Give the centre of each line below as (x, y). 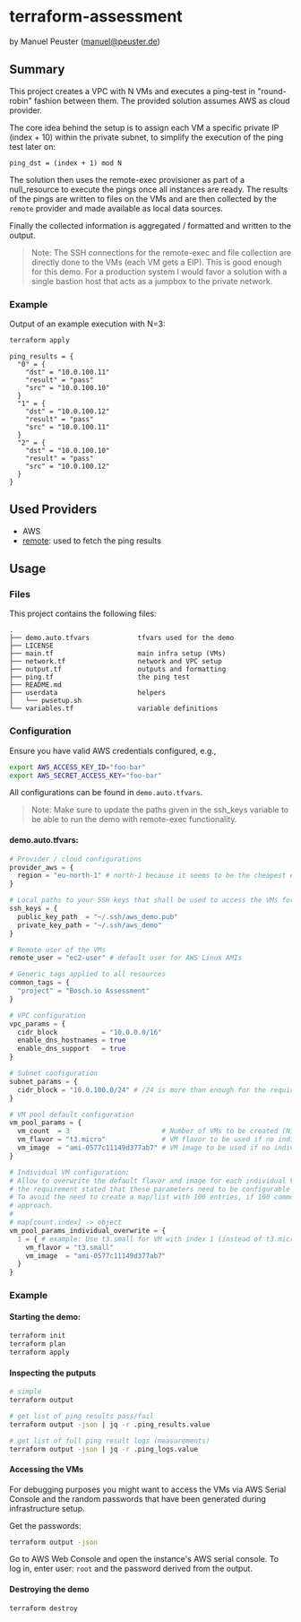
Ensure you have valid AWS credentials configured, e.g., (113, 750)
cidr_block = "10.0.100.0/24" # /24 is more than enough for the (142, 1090)
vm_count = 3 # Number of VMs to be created (148, 1132)
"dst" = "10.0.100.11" (68, 372)
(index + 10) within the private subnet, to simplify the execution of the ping (146, 137)
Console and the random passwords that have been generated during (138, 1498)
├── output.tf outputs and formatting (118, 670)
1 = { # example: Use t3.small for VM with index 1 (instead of (140, 1239)
